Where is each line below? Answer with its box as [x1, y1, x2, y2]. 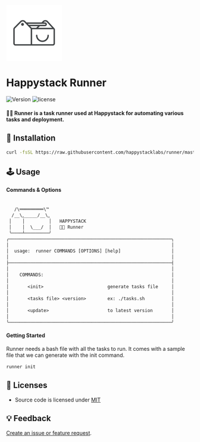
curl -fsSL [6, 150, 33, 155]
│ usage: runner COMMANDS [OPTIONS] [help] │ [6, 248, 174, 254]
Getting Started [6, 332, 46, 339]
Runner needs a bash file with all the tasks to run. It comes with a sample [6, 345, 186, 353]
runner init [6, 364, 36, 370]
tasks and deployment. [6, 116, 64, 123]
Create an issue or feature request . [6, 429, 92, 436]
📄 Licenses [6, 380, 48, 391]
